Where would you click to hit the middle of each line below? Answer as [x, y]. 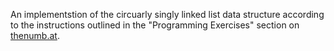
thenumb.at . [35, 35]
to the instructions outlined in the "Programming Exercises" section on [155, 25]
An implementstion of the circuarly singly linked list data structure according [167, 14]
